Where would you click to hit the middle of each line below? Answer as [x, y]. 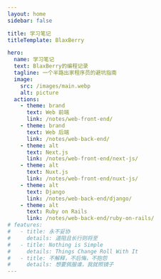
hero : [15, 53]
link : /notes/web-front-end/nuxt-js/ [82, 179]
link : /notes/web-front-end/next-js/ [82, 159]
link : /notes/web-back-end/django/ [79, 199]
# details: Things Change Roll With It [73, 251]
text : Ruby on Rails [57, 212]
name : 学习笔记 [34, 60]
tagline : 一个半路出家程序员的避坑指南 [66, 73]
